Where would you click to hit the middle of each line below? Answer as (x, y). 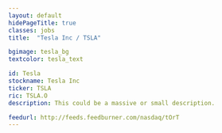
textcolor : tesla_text (46, 59)
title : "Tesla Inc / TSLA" (55, 38)
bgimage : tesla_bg (39, 52)
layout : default (35, 15)
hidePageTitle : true (43, 23)
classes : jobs (32, 30)
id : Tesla (25, 74)
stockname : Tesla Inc (44, 81)
